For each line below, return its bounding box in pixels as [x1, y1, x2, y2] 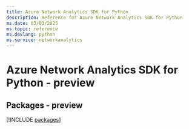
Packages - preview [6, 100, 83, 110]
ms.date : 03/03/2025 [6, 20, 59, 26]
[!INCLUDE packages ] [6, 116, 61, 123]
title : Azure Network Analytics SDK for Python [6, 8, 129, 15]
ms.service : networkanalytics [6, 37, 83, 43]
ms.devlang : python [6, 31, 56, 38]
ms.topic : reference [6, 25, 59, 32]
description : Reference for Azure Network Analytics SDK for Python [6, 15, 183, 21]
